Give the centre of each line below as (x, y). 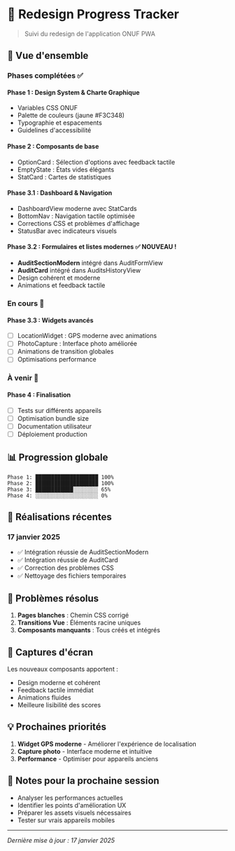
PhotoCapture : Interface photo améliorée (77, 343)
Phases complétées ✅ (45, 76)
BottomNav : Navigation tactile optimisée (76, 216)
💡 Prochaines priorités (57, 727)
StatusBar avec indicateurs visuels (67, 231)
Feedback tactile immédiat (56, 690)
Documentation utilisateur (55, 426)
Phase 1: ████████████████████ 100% (60, 477)
